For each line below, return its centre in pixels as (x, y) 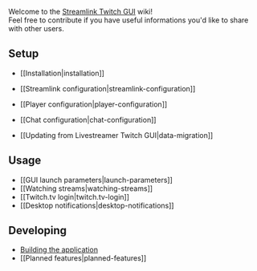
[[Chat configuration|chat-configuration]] (88, 119)
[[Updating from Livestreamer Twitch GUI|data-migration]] (116, 135)
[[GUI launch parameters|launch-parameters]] (96, 180)
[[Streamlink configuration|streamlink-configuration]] (108, 88)
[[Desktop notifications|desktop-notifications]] (97, 205)
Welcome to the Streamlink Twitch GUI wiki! (81, 12)
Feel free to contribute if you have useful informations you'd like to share (128, 20)
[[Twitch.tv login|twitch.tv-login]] (75, 196)
